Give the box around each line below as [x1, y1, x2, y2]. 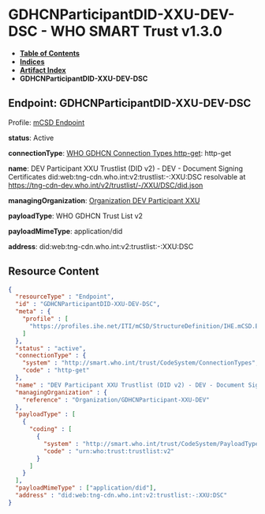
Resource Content [8, 265, 99, 278]
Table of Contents [19, 48, 80, 58]
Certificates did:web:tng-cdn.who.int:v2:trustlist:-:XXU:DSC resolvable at [8, 172, 246, 181]
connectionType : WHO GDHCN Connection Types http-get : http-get [8, 148, 232, 157]
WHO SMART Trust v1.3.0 [50, 22, 222, 40]
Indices [19, 57, 45, 66]
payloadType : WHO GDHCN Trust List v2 [8, 211, 144, 221]
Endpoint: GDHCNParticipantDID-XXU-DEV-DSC [8, 96, 252, 110]
